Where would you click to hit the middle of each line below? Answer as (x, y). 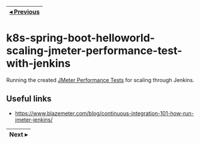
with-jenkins (38, 64)
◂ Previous (25, 12)
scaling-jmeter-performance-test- (94, 51)
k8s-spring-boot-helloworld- (80, 38)
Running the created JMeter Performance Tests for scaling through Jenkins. (100, 80)
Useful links (29, 99)
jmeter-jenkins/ (34, 120)
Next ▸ (19, 134)
